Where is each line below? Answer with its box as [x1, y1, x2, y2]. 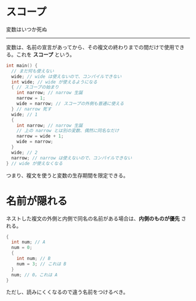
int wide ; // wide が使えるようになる [11, 79, 97, 85]
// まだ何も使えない [11, 68, 54, 74]
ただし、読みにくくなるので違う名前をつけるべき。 [6, 289, 129, 296]
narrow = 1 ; [16, 95, 45, 101]
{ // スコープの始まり [11, 84, 60, 91]
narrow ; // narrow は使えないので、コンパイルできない [11, 155, 132, 161]
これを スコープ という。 [16, 51, 75, 58]
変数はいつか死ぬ [6, 26, 47, 33]
